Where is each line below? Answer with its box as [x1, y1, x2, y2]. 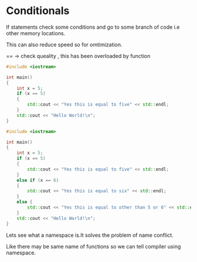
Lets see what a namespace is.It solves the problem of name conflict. [6, 232, 174, 239]
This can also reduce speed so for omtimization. [6, 41, 123, 48]
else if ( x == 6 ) [16, 177, 59, 183]
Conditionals [6, 4, 70, 18]
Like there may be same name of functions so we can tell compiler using [6, 243, 181, 250]
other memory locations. [6, 29, 66, 36]
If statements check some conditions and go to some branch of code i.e [6, 23, 180, 30]
